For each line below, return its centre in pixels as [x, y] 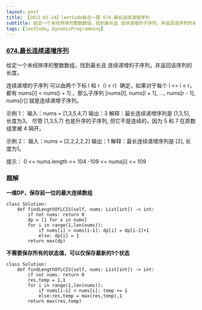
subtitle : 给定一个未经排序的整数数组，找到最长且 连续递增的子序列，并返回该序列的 [99, 23]
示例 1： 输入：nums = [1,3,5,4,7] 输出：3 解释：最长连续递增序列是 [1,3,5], [98, 113]
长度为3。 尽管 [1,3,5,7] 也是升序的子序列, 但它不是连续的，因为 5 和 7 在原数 [101, 120]
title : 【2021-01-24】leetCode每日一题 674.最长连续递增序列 [78, 17]
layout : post [23, 12]
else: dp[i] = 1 [59, 235]
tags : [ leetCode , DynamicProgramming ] [55, 29]
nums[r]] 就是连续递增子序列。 [44, 101]
